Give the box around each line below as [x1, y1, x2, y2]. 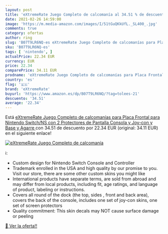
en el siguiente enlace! [5, 130, 51, 136]
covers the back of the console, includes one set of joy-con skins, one [12, 197, 157, 203]
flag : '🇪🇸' [5, 82, 30, 87]
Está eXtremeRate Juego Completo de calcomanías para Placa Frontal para [5, 114, 160, 120]
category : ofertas [5, 31, 43, 36]
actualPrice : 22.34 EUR [5, 54, 55, 59]
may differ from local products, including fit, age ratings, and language [12, 181, 158, 187]
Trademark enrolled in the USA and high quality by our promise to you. [12, 165, 158, 171]
